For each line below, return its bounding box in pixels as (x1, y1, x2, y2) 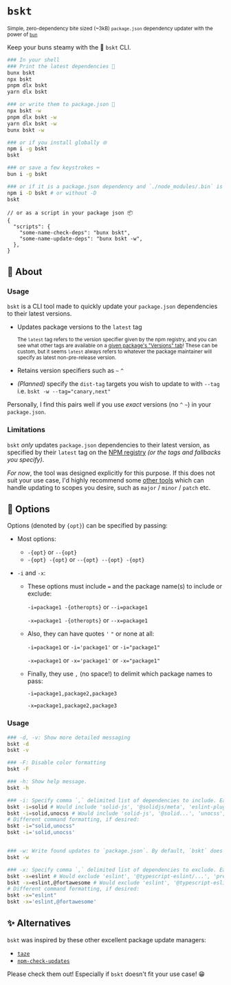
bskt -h (7, 784, 30, 791)
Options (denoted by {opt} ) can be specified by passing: (7, 522, 168, 530)
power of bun (7, 31, 38, 38)
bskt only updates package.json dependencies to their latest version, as (7, 440, 210, 449)
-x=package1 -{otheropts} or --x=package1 (27, 616, 148, 624)
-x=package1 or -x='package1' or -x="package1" (27, 656, 160, 664)
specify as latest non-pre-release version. (16, 354, 117, 361)
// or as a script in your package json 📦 (7, 209, 133, 216)
